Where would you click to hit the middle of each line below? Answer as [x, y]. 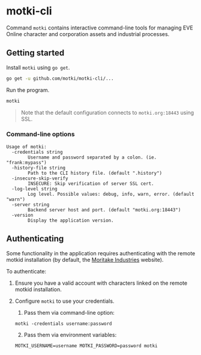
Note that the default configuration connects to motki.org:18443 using [107, 112]
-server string [31, 205]
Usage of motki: [26, 147]
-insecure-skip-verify [40, 178]
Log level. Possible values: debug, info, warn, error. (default [111, 194]
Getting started [35, 53]
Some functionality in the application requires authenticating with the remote [101, 253]
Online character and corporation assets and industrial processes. [88, 34]
